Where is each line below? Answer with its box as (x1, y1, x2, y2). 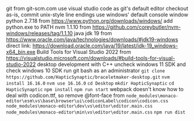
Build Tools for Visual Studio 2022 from (36, 49, 131, 55)
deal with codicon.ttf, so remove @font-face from (6, 92, 125, 99)
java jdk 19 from (74, 30, 112, 37)
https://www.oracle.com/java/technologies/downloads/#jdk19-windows (6, 36, 178, 43)
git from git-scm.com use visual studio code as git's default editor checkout (6, 5, 189, 12)
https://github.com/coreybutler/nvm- (92, 23, 181, 30)
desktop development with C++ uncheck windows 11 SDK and (37, 61, 186, 68)
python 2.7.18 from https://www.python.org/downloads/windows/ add (6, 18, 174, 24)
